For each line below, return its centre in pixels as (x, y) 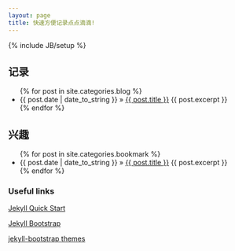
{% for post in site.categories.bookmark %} (90, 154)
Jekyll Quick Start (37, 209)
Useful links (31, 191)
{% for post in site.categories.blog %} (81, 91)
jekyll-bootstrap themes (47, 239)
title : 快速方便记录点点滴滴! (52, 23)
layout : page (29, 15)
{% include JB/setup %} (47, 45)
